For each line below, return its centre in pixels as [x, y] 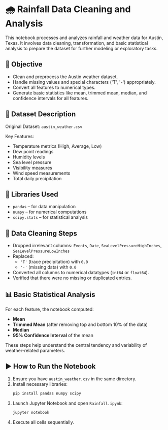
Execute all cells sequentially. [43, 422]
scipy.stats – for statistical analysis [50, 217]
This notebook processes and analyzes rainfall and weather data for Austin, [84, 38]
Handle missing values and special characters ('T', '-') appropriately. [84, 82]
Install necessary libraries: [40, 384]
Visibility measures [32, 168]
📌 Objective [24, 64]
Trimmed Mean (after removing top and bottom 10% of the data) [80, 324]
